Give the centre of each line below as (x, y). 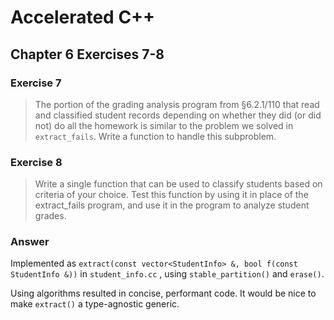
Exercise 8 (36, 162)
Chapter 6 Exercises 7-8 (87, 54)
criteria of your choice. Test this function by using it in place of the (171, 195)
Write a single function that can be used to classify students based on (178, 184)
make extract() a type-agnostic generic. (95, 304)
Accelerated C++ (83, 17)
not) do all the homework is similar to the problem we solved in (164, 125)
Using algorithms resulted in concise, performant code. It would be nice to (163, 293)
